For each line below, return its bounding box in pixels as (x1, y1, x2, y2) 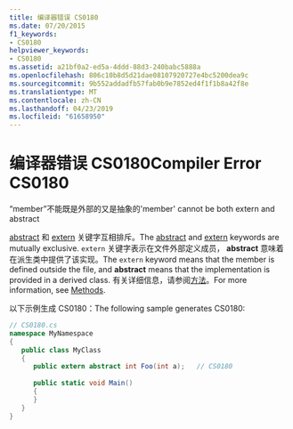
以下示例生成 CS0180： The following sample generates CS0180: (9, 304, 246, 314)
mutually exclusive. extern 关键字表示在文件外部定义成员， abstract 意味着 (9, 243, 284, 254)
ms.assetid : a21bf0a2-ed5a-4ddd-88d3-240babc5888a (9, 63, 201, 72)
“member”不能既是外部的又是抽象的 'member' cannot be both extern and (9, 204, 275, 214)
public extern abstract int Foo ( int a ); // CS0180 (32, 362, 233, 371)
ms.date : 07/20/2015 (9, 21, 86, 30)
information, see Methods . (9, 285, 106, 295)
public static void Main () (32, 379, 134, 388)
